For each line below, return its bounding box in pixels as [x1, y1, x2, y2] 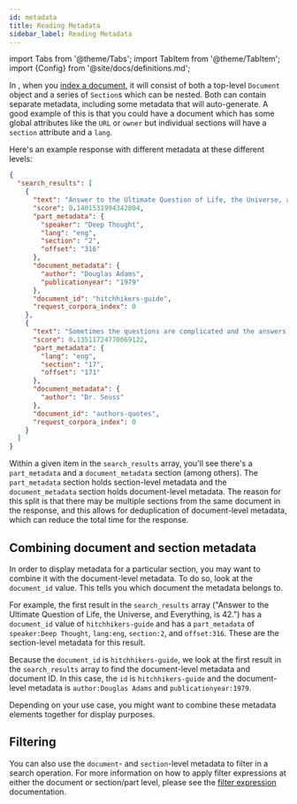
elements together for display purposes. [9, 708, 156, 719]
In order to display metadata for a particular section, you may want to [9, 563, 261, 574]
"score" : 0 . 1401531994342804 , [32, 203, 144, 212]
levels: [9, 154, 33, 165]
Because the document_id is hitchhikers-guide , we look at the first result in [9, 654, 281, 664]
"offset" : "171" [41, 368, 101, 377]
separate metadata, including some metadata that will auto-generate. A [9, 99, 269, 110]
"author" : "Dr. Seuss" [41, 393, 125, 402]
